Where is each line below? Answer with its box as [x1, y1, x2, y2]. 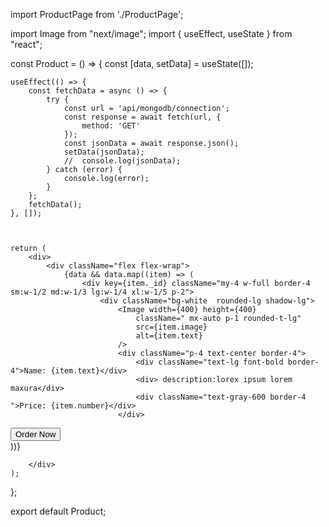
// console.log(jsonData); [63, 156, 182, 166]
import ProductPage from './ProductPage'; [10, 9, 184, 20]
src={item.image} [135, 322, 208, 332]
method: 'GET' [81, 121, 141, 131]
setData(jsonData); [63, 147, 145, 157]
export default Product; [10, 505, 107, 517]
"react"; [10, 39, 43, 50]
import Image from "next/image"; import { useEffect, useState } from [10, 28, 293, 39]
